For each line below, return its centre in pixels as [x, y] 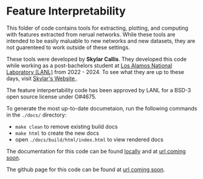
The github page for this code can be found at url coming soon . [86, 169]
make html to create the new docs [57, 133]
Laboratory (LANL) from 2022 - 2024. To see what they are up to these [95, 72]
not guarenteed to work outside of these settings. [68, 47]
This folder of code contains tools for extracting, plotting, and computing [97, 28]
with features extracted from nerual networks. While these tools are [91, 34]
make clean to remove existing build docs [66, 126]
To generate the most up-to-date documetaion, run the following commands [102, 108]
